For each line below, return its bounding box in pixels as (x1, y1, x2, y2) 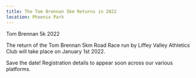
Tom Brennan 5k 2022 (6, 30, 60, 37)
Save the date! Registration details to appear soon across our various (6, 59, 173, 66)
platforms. (6, 65, 31, 72)
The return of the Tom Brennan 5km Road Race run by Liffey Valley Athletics (6, 42, 190, 49)
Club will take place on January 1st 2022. (6, 48, 106, 55)
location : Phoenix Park (6, 14, 65, 20)
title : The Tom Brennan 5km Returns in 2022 (6, 8, 117, 15)
